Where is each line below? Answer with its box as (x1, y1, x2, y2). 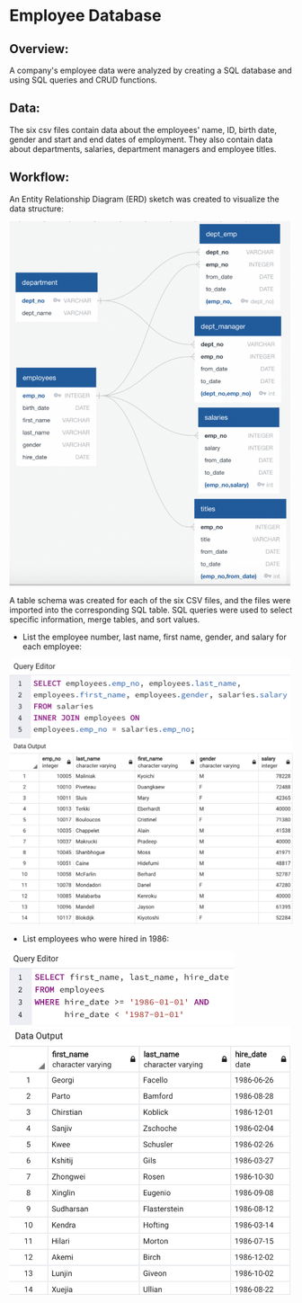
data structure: (9, 203, 65, 214)
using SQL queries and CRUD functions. (9, 75, 157, 85)
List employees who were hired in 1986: (22, 933, 170, 944)
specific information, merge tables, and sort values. (9, 613, 200, 625)
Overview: (9, 41, 69, 57)
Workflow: (9, 170, 70, 185)
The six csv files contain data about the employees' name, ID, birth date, (9, 124, 277, 135)
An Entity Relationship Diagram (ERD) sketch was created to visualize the (9, 193, 280, 204)
